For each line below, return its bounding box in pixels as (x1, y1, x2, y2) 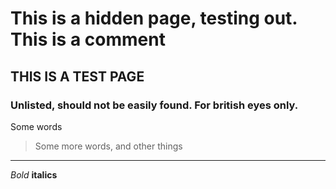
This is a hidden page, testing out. (10, 7, 298, 30)
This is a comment (10, 28, 166, 51)
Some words (10, 120, 63, 132)
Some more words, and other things (34, 140, 183, 152)
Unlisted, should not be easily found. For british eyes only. (10, 98, 299, 112)
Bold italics (10, 168, 58, 181)
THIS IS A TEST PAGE (10, 68, 145, 85)
